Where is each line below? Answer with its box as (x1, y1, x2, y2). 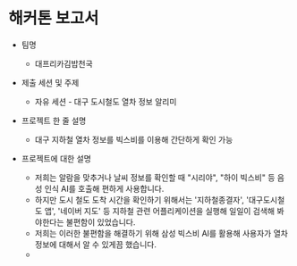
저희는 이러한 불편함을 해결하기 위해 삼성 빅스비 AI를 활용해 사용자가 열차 (34, 228, 288, 238)
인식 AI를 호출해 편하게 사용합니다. (44, 183, 165, 194)
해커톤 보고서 (8, 8, 99, 29)
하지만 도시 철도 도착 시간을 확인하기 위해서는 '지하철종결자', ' (34, 194, 250, 205)
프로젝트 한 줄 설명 (21, 115, 87, 126)
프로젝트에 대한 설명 (21, 153, 91, 163)
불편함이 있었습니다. (65, 216, 136, 228)
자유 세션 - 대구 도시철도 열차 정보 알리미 (34, 96, 177, 107)
